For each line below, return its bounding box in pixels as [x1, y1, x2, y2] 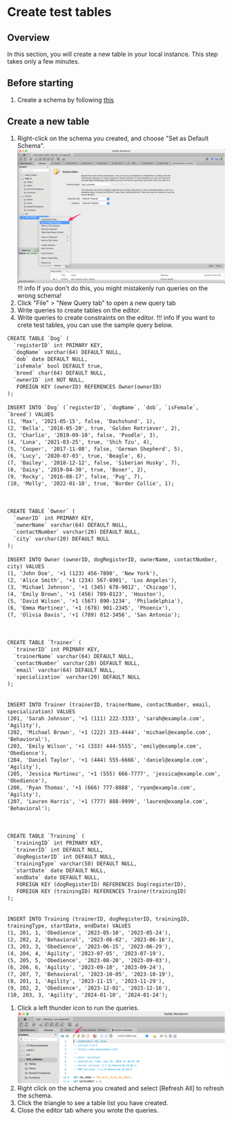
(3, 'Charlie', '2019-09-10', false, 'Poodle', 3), [7, 432, 159, 439]
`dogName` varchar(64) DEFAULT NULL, [13, 349, 122, 356]
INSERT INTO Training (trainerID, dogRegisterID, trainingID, [7, 916, 190, 923]
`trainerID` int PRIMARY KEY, [13, 646, 100, 653]
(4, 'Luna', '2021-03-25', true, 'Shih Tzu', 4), [7, 439, 153, 446]
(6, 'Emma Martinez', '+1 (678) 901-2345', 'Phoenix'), [7, 605, 171, 612]
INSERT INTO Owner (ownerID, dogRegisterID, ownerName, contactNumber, [7, 556, 217, 563]
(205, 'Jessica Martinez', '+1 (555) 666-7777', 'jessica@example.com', [7, 771, 221, 778]
